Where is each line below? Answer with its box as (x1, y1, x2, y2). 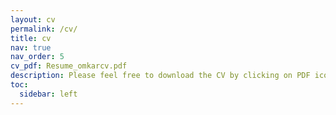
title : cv (10, 33, 52, 43)
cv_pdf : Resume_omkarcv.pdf (10, 61, 128, 71)
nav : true (10, 42, 52, 53)
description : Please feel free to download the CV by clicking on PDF (10, 71, 311, 81)
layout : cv (10, 14, 56, 25)
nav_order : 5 (10, 52, 65, 62)
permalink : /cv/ (10, 24, 78, 34)
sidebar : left (19, 89, 78, 99)
